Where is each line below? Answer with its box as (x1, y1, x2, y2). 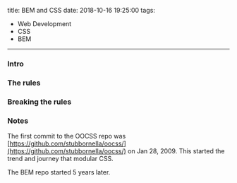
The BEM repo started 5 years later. (7, 168, 111, 177)
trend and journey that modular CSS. (7, 155, 114, 163)
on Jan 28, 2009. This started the (128, 147, 225, 155)
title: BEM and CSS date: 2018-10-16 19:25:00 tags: (7, 6, 155, 14)
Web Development (17, 20, 72, 28)
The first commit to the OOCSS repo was (7, 132, 126, 141)
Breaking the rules (7, 97, 72, 107)
